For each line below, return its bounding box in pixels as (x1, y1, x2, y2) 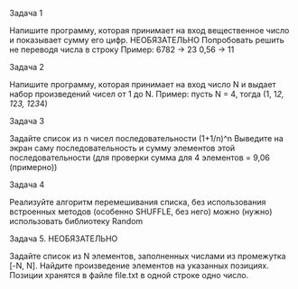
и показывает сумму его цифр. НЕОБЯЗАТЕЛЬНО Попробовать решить (9, 35, 284, 45)
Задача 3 (9, 116, 45, 126)
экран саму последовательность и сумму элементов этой (9, 143, 236, 153)
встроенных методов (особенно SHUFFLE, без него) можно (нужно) (9, 206, 273, 217)
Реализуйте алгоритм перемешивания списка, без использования (9, 197, 266, 207)
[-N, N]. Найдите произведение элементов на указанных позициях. (9, 260, 269, 271)
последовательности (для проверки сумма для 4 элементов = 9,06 (9, 152, 271, 163)
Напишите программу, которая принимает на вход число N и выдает (9, 79, 277, 89)
